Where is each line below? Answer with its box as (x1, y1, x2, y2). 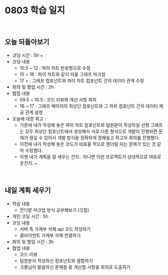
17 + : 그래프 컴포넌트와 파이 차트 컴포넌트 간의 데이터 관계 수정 (19, 77, 144, 84)
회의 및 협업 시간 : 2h (12, 84, 54, 90)
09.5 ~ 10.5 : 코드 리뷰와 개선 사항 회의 (19, 96, 97, 102)
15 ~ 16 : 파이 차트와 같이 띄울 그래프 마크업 (19, 71, 106, 77)
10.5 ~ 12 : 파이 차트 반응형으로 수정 (19, 64, 91, 71)
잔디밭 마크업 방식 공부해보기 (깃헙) (19, 207, 90, 213)
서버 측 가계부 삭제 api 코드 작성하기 (19, 226, 91, 232)
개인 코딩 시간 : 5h (12, 213, 49, 219)
